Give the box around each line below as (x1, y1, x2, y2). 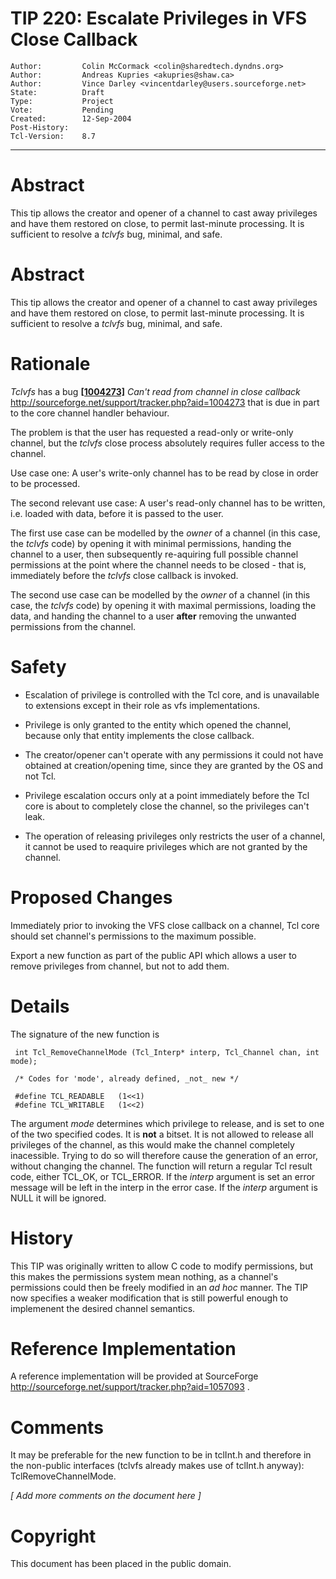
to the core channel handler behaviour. (10, 407, 170, 419)
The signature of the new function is (10, 1028, 160, 1040)
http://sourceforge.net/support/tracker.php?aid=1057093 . (10, 1381, 250, 1393)
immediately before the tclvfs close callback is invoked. (10, 569, 239, 581)
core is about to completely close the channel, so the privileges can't (24, 800, 310, 812)
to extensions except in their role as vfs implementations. (24, 699, 261, 711)
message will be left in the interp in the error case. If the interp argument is (10, 1181, 318, 1193)
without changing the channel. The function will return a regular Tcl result (10, 1160, 313, 1172)
